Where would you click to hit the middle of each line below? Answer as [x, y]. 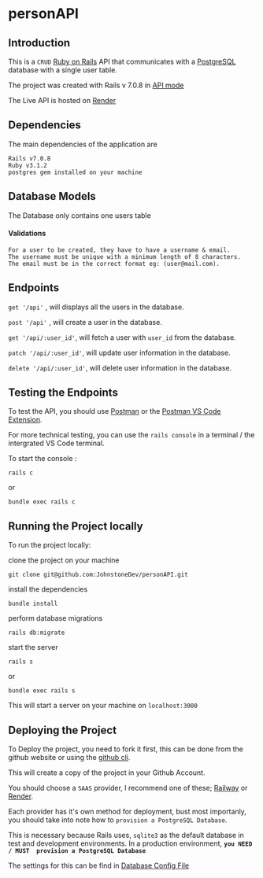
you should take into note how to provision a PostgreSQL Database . [118, 820]
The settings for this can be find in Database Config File [99, 865]
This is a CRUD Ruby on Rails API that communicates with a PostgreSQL [122, 61]
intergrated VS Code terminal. [56, 443]
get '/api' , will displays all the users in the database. [96, 307]
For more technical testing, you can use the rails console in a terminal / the [131, 435]
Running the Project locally [76, 526]
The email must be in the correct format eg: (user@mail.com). [114, 264]
